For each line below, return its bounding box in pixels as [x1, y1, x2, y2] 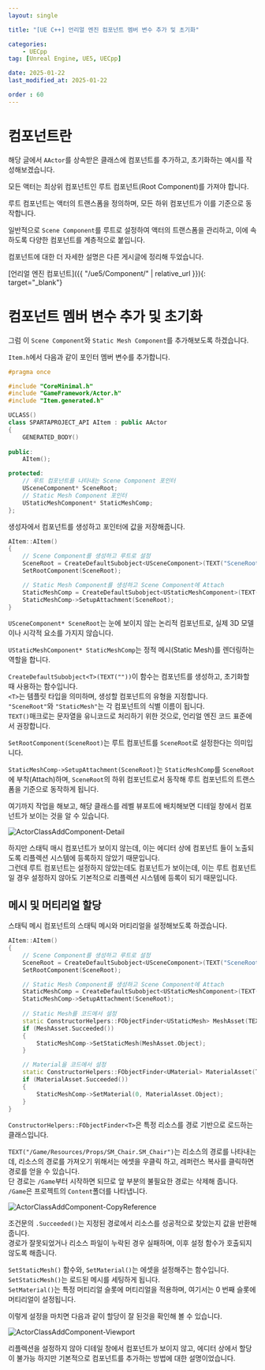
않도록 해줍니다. [8, 1248, 58, 1258]
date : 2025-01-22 [8, 69, 65, 78]
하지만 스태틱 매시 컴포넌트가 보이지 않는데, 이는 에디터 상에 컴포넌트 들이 [8, 843, 233, 853]
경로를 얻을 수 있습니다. [8, 1167, 80, 1176]
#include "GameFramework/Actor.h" [8, 389, 122, 398]
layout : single [8, 11, 58, 20]
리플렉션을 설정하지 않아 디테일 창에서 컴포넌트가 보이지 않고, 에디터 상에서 [8, 1344, 238, 1353]
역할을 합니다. [8, 655, 51, 664]
